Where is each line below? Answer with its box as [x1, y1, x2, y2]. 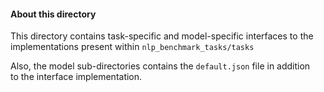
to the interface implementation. [10, 71, 143, 83]
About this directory [10, 8, 97, 20]
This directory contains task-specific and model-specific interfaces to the [10, 30, 314, 42]
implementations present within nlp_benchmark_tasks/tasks [10, 41, 255, 53]
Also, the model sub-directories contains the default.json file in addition [10, 60, 311, 72]
